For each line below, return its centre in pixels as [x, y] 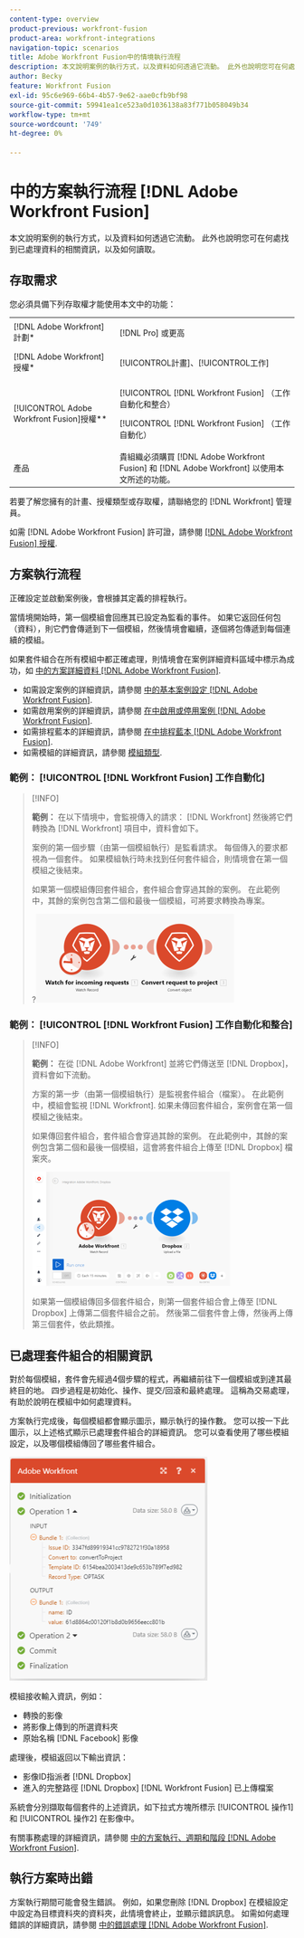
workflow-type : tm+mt [50, 114]
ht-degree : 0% [36, 134]
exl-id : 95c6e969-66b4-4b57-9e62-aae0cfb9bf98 [99, 95]
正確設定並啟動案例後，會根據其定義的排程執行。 [100, 598]
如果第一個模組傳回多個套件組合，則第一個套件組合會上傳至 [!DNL [154, 1302]
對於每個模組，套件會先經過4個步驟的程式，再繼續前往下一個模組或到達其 [147, 1379]
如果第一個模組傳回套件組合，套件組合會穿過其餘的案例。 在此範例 [156, 889]
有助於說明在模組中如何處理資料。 [73, 1401]
